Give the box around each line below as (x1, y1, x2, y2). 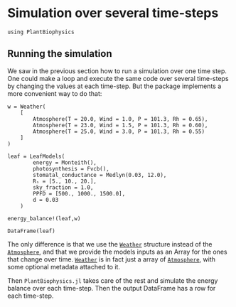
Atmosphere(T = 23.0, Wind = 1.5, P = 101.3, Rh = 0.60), (33, 122, 208, 129)
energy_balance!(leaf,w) (7, 215, 81, 222)
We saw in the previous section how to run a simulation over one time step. (7, 66, 227, 75)
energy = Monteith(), (33, 158, 97, 166)
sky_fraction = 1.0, (33, 183, 94, 191)
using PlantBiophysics (7, 28, 75, 36)
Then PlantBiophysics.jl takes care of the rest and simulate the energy (7, 276, 218, 285)
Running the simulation (7, 48, 112, 60)
